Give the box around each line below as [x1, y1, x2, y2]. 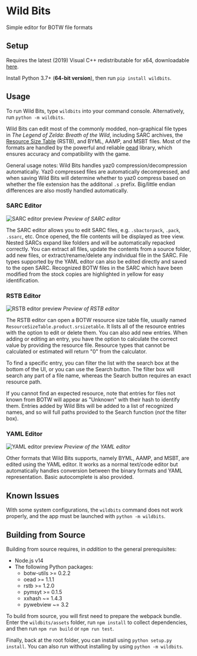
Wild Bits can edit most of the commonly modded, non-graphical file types [6, 125, 188, 132]
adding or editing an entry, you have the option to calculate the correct [6, 336, 178, 343]
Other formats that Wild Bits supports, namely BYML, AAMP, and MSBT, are [6, 455, 190, 462]
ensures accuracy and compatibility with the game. [6, 150, 131, 157]
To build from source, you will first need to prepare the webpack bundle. [6, 613, 182, 620]
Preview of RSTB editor [63, 305, 120, 312]
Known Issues [6, 490, 60, 501]
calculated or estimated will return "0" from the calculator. [6, 348, 147, 355]
